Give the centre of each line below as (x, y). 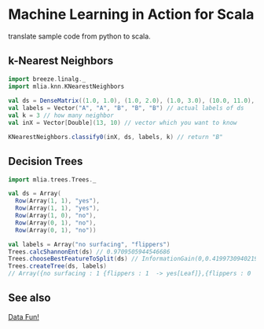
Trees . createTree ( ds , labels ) (58, 266)
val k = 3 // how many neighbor (61, 115)
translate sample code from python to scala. (79, 36)
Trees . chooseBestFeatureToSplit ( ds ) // (73, 259)
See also (29, 298)
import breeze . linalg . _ (47, 79)
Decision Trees (46, 161)
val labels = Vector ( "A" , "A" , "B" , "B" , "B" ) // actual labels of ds (126, 108)
